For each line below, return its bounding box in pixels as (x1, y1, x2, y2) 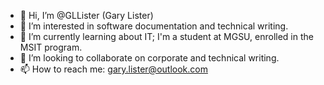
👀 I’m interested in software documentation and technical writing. (19, 20, 289, 32)
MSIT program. (19, 41, 83, 53)
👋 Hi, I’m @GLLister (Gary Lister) (19, 10, 154, 21)
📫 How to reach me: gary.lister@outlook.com (19, 63, 208, 75)
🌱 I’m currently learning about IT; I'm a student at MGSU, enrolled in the (19, 31, 314, 42)
